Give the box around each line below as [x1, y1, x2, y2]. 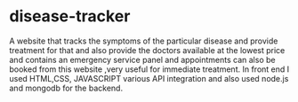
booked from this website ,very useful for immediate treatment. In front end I [9, 64, 290, 75]
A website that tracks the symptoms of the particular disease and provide [9, 35, 278, 46]
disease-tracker [9, 6, 131, 27]
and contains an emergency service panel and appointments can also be [9, 54, 276, 65]
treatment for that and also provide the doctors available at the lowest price [9, 44, 286, 55]
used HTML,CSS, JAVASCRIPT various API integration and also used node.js [9, 73, 289, 83]
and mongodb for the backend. [9, 82, 123, 93]
